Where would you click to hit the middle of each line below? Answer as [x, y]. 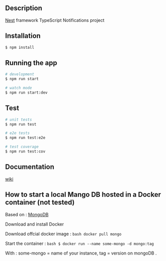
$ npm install [20, 47]
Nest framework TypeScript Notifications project [55, 20]
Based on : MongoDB [27, 214]
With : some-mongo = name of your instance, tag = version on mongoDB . [81, 253]
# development [20, 74]
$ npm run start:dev [27, 92]
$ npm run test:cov [25, 151]
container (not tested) [40, 202]
